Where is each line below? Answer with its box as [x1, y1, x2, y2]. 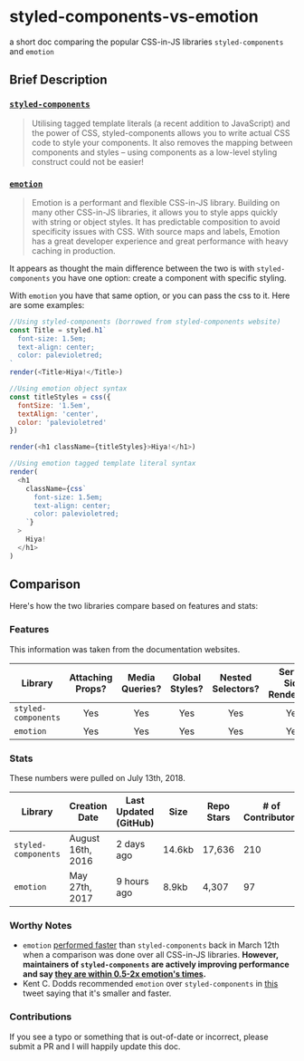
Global [172, 670, 202, 683]
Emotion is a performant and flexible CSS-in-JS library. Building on [31, 197, 280, 207]
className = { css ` [25, 484, 88, 493]
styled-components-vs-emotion [9, 6, 260, 27]
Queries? [121, 682, 162, 695]
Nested [220, 670, 252, 683]
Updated [116, 805, 155, 818]
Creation [69, 800, 108, 813]
